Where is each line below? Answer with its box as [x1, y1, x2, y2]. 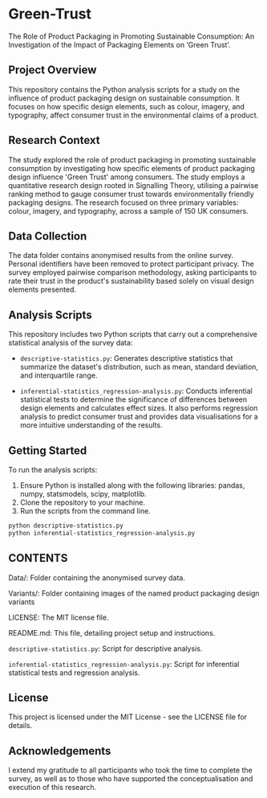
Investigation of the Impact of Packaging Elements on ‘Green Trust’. [8, 39, 231, 49]
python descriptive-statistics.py [8, 522, 124, 530]
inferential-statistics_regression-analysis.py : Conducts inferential [19, 387, 253, 396]
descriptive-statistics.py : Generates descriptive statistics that [19, 354, 233, 363]
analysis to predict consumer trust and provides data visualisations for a [19, 411, 258, 422]
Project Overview [8, 63, 97, 77]
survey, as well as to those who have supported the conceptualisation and [8, 774, 253, 784]
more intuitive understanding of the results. [19, 420, 163, 430]
